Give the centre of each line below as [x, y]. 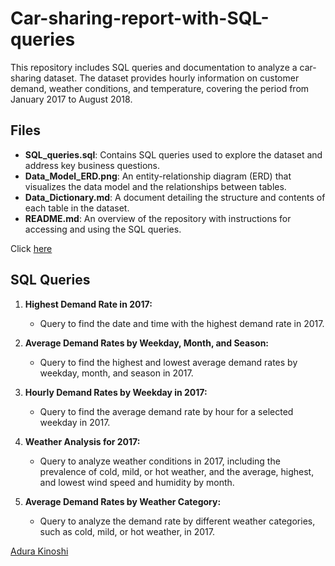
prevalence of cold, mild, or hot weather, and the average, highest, [177, 471]
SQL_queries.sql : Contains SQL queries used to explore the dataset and [173, 154]
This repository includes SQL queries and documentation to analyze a [154, 67]
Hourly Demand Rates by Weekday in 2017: [116, 392]
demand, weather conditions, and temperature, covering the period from [160, 88]
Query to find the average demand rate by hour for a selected [166, 411]
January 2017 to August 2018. [71, 99]
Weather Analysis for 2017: [82, 441]
